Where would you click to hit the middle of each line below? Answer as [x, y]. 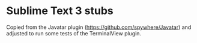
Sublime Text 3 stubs [60, 11]
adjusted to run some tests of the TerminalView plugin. [74, 33]
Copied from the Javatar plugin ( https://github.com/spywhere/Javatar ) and [99, 27]
